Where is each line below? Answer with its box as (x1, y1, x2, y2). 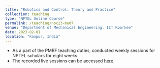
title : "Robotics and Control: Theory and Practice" (5, 7, 116, 12)
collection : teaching (5, 12, 50, 17)
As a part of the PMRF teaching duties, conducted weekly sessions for (12, 47, 156, 53)
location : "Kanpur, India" (5, 34, 61, 39)
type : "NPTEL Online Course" (5, 16, 65, 21)
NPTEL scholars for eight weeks (12, 52, 78, 58)
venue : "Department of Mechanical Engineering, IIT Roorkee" (5, 25, 133, 30)
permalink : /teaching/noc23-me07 (5, 20, 74, 26)
